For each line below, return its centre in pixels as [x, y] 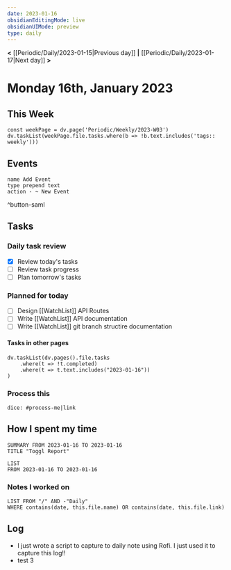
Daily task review [37, 246]
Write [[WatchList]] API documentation [72, 319]
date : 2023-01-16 [32, 14]
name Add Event [29, 180]
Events [23, 163]
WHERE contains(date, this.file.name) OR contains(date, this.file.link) [116, 508]
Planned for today [38, 295]
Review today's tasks [48, 261]
